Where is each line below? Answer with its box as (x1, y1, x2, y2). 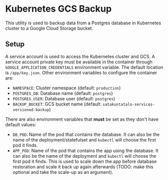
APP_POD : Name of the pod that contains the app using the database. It (12, 148, 159, 154)
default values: (5, 121, 37, 127)
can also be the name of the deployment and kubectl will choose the (12, 153, 156, 159)
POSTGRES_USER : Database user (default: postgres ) (12, 95, 115, 101)
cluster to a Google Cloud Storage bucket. (5, 25, 93, 31)
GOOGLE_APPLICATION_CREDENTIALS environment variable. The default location (5, 64, 163, 70)
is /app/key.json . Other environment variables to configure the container (5, 69, 157, 76)
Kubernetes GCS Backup (5, 3, 112, 15)
